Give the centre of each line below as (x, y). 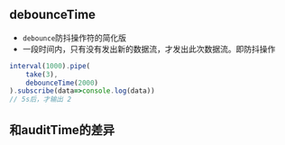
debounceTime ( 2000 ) (62, 83)
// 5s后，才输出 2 (41, 100)
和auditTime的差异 (62, 130)
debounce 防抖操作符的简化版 (74, 37)
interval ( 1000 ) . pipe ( (50, 66)
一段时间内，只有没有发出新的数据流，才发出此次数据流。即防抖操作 (149, 49)
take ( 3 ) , (42, 74)
